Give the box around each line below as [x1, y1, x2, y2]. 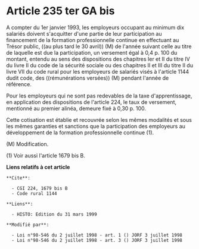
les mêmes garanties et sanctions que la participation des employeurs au [6, 122, 186, 130]
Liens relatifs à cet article [6, 163, 70, 171]
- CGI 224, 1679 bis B [11, 185, 68, 191]
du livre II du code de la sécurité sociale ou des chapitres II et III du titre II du [6, 61, 194, 69]
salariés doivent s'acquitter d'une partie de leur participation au [6, 30, 162, 37]
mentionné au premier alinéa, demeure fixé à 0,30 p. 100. [6, 105, 147, 112]
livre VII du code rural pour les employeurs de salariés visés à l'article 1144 [6, 68, 189, 75]
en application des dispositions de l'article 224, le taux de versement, [6, 98, 177, 105]
